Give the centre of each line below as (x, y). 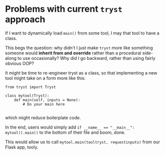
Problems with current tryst (64, 9)
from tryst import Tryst (31, 87)
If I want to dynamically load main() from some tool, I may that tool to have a (82, 33)
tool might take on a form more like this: (45, 78)
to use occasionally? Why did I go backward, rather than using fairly (86, 58)
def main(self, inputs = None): (47, 100)
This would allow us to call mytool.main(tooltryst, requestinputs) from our (82, 142)
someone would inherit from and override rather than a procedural (73, 53)
